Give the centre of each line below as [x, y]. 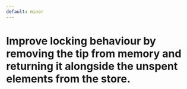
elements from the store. [68, 79]
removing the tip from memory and [94, 53]
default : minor [25, 12]
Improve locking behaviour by [81, 41]
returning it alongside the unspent [92, 66]
